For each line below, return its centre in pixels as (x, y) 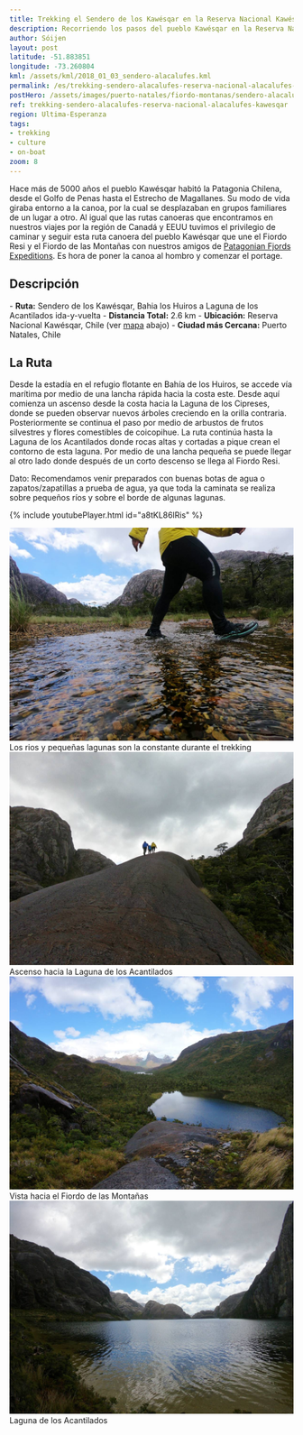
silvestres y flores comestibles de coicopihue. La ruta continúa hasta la (141, 432)
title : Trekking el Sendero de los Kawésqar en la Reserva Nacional (141, 19)
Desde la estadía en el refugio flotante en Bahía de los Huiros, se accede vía (151, 384)
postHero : (28, 95)
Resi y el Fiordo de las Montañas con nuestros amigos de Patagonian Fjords (150, 246)
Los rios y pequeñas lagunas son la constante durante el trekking (130, 748)
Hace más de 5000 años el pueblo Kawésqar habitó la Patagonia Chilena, (146, 189)
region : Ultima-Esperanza (58, 114)
